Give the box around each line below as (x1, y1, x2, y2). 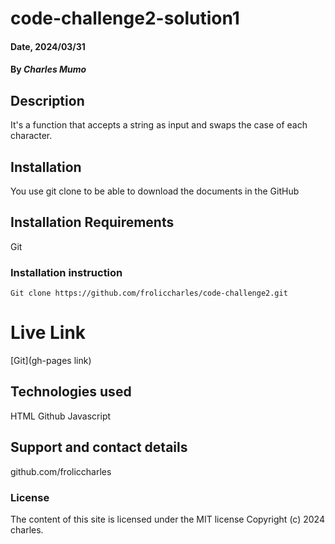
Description (10, 92, 85, 109)
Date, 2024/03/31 (10, 40, 86, 52)
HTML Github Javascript (10, 410, 112, 422)
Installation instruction (10, 265, 123, 279)
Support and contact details (10, 439, 188, 456)
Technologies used (10, 383, 132, 401)
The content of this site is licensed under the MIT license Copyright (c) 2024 (10, 513, 325, 525)
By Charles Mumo (10, 63, 87, 76)
